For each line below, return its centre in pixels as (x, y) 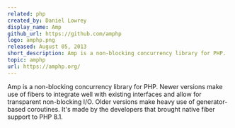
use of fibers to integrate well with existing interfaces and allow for (104, 94)
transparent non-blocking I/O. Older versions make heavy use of (101, 101)
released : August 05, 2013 (47, 47)
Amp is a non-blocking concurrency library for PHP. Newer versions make (115, 86)
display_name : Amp (34, 27)
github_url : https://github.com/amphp (64, 34)
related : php (27, 14)
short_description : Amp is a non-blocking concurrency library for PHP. (117, 54)
